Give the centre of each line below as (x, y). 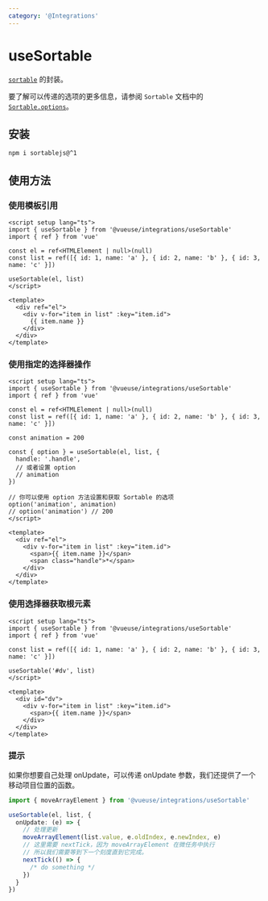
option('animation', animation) (62, 505)
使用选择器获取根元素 (49, 604)
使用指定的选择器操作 (49, 364)
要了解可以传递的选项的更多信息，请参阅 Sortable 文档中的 (106, 96)
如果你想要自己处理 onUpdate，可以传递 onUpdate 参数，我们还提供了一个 (132, 774)
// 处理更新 (40, 830)
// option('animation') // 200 (61, 512)
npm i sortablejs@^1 (43, 153)
